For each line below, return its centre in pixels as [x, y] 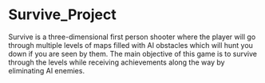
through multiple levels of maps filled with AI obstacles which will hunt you [131, 45]
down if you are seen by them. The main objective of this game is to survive [133, 53]
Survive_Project [63, 15]
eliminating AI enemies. [47, 70]
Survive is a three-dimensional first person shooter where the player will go [132, 37]
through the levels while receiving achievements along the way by [117, 62]
